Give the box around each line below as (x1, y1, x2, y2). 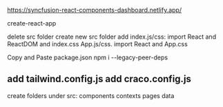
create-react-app (7, 19, 57, 27)
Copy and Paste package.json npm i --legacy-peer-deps (7, 53, 168, 61)
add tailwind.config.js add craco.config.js (7, 73, 192, 85)
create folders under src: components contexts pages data (7, 91, 175, 99)
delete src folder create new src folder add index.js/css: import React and (7, 32, 216, 41)
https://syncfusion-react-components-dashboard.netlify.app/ (7, 6, 182, 14)
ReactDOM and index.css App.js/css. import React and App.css (7, 40, 188, 48)
